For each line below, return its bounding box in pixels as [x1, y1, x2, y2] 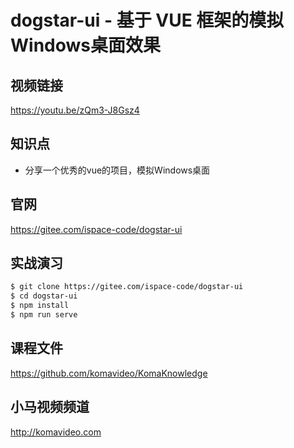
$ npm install [10, 301, 70, 311]
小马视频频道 [10, 399, 90, 416]
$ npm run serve [10, 310, 78, 320]
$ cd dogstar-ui [10, 291, 78, 301]
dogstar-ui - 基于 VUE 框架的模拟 [10, 9, 285, 32]
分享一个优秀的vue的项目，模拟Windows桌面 [24, 164, 211, 176]
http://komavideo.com [10, 426, 102, 438]
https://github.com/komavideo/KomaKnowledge [10, 367, 208, 379]
